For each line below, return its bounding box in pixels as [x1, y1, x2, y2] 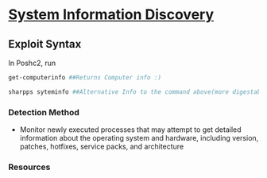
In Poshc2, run [8, 58, 56, 68]
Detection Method [8, 106, 79, 118]
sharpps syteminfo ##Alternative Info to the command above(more [8, 87, 229, 96]
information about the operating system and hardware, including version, [19, 133, 259, 143]
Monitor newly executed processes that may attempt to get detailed [19, 125, 242, 134]
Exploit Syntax [8, 37, 82, 51]
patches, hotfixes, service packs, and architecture [19, 141, 184, 152]
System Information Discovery [8, 6, 215, 24]
